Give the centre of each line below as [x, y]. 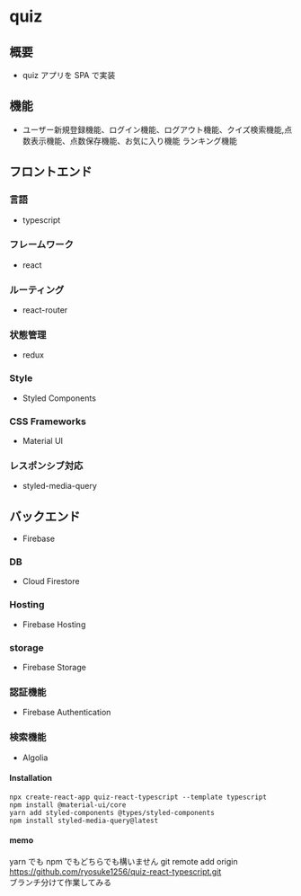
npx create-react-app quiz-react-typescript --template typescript [138, 797]
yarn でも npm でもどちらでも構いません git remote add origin [124, 861]
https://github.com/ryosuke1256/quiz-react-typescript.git [115, 871]
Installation [31, 778]
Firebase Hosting [54, 624]
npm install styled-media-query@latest [84, 821]
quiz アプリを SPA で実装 [69, 75]
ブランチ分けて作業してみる [61, 882]
